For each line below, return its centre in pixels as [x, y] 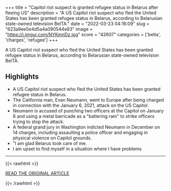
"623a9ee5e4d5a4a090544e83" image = [49, 29]
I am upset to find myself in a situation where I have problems [77, 149]
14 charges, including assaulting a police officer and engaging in [80, 132]
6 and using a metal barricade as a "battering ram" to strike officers [83, 116]
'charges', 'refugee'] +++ [32, 40]
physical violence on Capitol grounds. [52, 138]
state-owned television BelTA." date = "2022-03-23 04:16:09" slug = [77, 23]
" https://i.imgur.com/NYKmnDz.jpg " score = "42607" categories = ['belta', [83, 34]
